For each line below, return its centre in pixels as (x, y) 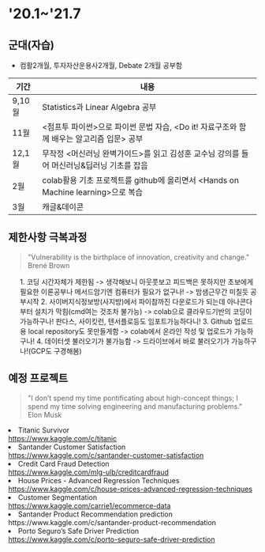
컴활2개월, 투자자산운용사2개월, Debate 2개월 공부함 (101, 65)
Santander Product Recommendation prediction (96, 514)
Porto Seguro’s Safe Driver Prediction (79, 531)
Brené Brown (49, 265)
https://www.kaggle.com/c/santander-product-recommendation (112, 522)
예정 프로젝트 (38, 378)
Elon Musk (45, 414)
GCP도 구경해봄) (56, 351)
